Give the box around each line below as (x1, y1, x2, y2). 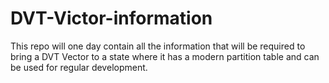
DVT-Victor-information (10, 7, 213, 30)
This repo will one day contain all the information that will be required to (10, 40, 306, 52)
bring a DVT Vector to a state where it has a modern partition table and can (10, 50, 320, 62)
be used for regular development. (10, 61, 148, 73)
